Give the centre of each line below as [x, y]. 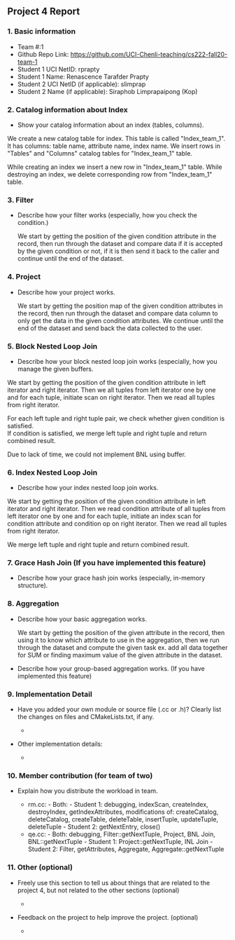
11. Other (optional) [40, 867]
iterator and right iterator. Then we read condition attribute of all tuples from [116, 509]
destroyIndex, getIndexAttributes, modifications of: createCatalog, [123, 812]
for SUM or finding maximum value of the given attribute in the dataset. [120, 655]
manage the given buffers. [55, 369]
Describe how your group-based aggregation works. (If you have [111, 668]
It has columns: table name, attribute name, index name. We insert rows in [114, 146]
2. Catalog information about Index [67, 109]
